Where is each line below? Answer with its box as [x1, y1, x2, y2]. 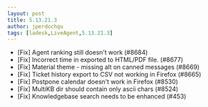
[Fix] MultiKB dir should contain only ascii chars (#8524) [17, 85, 179, 93]
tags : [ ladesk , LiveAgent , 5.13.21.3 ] [7, 29, 113, 37]
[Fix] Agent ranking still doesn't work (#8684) [17, 48, 148, 57]
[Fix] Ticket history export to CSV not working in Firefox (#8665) [17, 70, 202, 79]
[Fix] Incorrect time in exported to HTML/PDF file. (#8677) [17, 56, 184, 64]
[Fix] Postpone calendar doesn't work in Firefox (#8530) [17, 77, 178, 86]
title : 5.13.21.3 [7, 17, 58, 23]
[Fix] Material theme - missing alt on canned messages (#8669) [17, 63, 200, 71]
